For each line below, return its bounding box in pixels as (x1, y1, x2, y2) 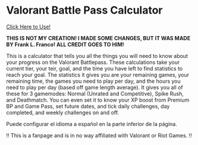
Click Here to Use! (6, 23, 51, 30)
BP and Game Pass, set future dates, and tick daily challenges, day (6, 102, 170, 109)
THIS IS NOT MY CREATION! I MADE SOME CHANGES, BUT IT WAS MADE (6, 34, 191, 41)
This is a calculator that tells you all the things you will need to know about (6, 52, 188, 59)
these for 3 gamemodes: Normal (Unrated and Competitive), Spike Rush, (6, 90, 184, 97)
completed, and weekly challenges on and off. (6, 109, 120, 116)
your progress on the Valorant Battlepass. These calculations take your (6, 59, 180, 66)
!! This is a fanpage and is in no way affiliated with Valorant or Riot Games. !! (6, 131, 192, 139)
